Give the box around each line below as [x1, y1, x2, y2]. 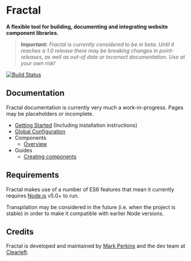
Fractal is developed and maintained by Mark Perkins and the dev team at [6, 243, 186, 250]
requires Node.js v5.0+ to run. [6, 192, 79, 199]
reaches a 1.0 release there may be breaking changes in [20, 47, 158, 54]
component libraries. [6, 29, 59, 36]
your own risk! [20, 60, 56, 67]
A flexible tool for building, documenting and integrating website [6, 23, 169, 30]
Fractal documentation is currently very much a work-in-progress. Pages [6, 104, 184, 111]
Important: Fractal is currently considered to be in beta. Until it [20, 41, 174, 48]
